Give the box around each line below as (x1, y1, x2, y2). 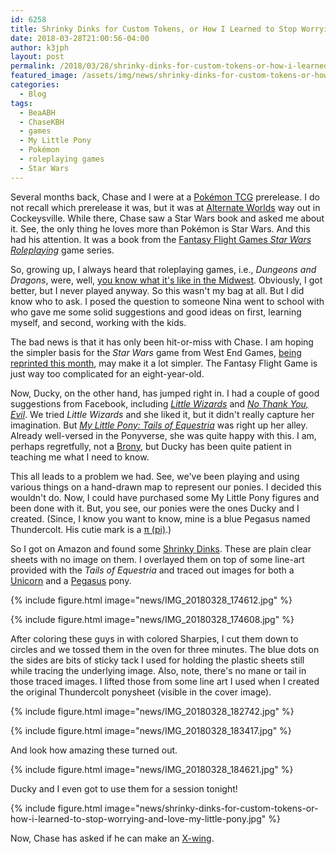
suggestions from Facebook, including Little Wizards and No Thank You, (10, 397, 309, 410)
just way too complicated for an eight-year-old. (10, 367, 205, 380)
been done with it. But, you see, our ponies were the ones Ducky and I (10, 502, 300, 514)
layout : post (10, 52, 65, 62)
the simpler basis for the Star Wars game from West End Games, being (10, 346, 302, 358)
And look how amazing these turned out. (10, 744, 178, 756)
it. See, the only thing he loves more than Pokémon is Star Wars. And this (10, 222, 311, 235)
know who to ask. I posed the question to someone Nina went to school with (10, 295, 325, 307)
